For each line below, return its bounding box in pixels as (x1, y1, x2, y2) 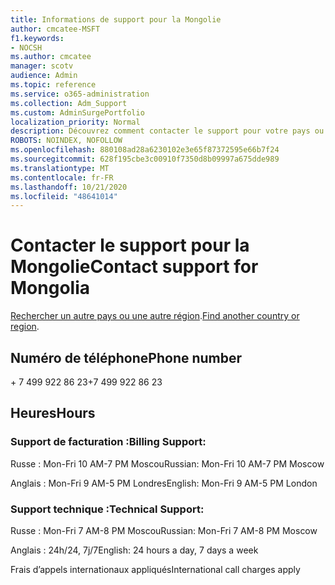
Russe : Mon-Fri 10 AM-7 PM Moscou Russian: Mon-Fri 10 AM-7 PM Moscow (10, 457, 325, 470)
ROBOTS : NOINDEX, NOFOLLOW (10, 136, 123, 146)
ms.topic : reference (10, 80, 97, 90)
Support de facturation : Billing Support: (10, 435, 207, 449)
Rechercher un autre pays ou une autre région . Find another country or (10, 310, 300, 322)
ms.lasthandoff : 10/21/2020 (10, 182, 128, 192)
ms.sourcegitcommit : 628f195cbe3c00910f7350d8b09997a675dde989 (10, 154, 280, 164)
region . (10, 321, 40, 333)
